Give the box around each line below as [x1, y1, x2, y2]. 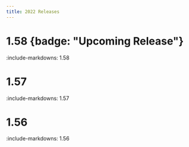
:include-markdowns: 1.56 [6, 135, 70, 142]
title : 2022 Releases [6, 8, 60, 15]
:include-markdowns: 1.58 [6, 54, 70, 61]
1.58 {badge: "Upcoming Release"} [6, 34, 184, 48]
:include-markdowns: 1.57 [6, 95, 70, 102]
